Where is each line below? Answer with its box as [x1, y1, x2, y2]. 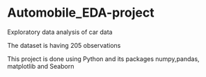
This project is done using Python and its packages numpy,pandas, [7, 54, 200, 63]
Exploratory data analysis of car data [7, 28, 113, 36]
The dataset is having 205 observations [7, 41, 121, 49]
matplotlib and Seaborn [7, 62, 74, 70]
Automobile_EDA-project [7, 5, 154, 21]
